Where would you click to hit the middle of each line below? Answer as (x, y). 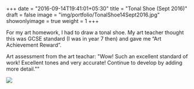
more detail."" (23, 69)
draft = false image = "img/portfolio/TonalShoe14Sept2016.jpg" (83, 15)
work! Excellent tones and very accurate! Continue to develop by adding (94, 62)
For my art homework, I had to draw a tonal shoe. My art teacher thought (95, 32)
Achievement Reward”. (34, 45)
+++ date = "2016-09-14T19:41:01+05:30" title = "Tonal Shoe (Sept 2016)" (97, 9)
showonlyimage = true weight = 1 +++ (53, 21)
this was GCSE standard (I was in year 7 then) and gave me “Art (84, 39)
